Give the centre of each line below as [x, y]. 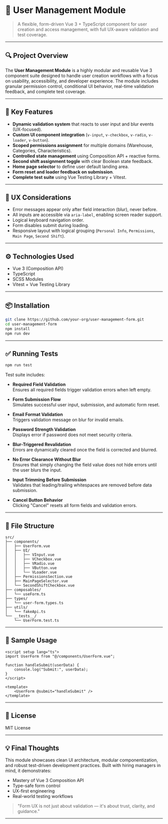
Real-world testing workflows [43, 796]
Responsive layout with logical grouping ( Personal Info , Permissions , [83, 231]
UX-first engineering [33, 791]
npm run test [19, 365]
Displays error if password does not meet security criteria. [72, 435]
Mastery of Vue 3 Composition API [48, 780]
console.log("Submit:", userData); [51, 669]
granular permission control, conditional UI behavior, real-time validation [79, 86]
